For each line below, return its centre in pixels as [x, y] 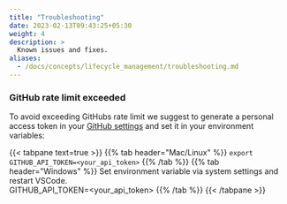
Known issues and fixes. [63, 50]
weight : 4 [27, 34]
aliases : [25, 58]
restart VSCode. [38, 181]
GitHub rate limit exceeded [68, 97]
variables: [27, 136]
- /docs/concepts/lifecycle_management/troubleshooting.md [128, 67]
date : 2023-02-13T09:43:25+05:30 [71, 26]
